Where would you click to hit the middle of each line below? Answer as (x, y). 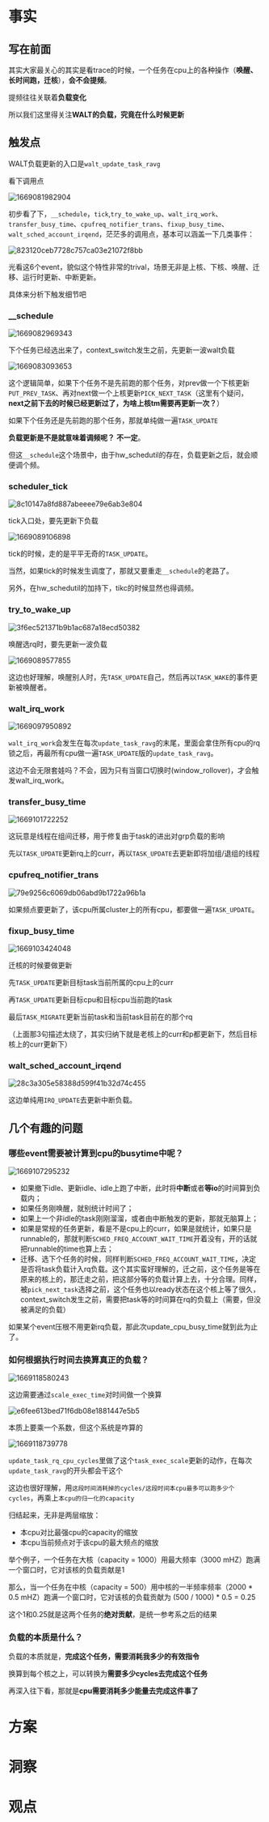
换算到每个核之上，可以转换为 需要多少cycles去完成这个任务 (108, 1674)
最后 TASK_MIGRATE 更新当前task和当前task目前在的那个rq (101, 1017)
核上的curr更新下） (40, 1044)
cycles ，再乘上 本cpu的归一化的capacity (71, 1498)
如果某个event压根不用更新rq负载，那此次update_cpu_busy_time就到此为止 (133, 1326)
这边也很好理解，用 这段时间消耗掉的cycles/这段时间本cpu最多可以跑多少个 (122, 1488)
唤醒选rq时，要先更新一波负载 (58, 644)
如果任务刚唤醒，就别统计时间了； (77, 1208)
